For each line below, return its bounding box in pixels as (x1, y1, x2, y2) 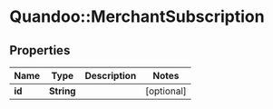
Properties (9, 43, 71, 58)
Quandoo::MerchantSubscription (9, 6, 265, 27)
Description (84, 70, 137, 82)
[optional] (144, 84, 188, 97)
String (48, 84, 76, 97)
